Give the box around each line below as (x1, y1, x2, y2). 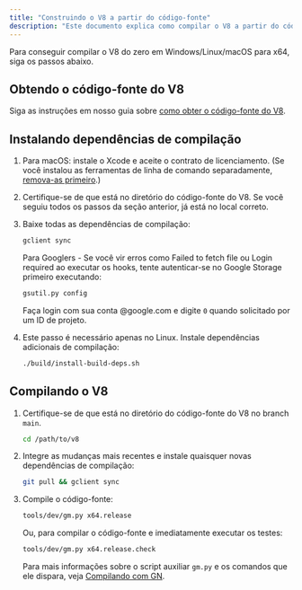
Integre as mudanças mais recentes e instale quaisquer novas (22, 451, 252, 462)
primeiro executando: (22, 271, 102, 282)
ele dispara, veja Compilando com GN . (22, 571, 165, 582)
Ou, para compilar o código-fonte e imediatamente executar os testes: (22, 527, 283, 539)
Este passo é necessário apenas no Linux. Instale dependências (22, 331, 261, 342)
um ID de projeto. (22, 314, 87, 325)
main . (22, 417, 42, 427)
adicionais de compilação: (22, 341, 120, 352)
